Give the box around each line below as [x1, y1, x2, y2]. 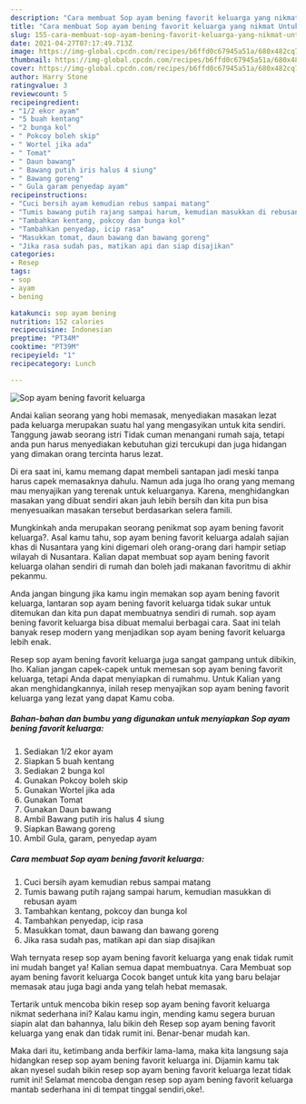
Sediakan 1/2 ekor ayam [23, 746, 114, 757]
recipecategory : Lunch [10, 359, 96, 368]
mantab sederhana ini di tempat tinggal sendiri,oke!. [10, 1083, 205, 1095]
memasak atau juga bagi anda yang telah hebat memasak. [10, 980, 228, 991]
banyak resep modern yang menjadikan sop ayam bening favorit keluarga [10, 626, 285, 637]
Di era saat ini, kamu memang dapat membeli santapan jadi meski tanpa [10, 465, 280, 477]
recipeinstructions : [10, 191, 89, 200]
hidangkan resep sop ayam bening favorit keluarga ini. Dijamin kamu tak [10, 1055, 280, 1066]
